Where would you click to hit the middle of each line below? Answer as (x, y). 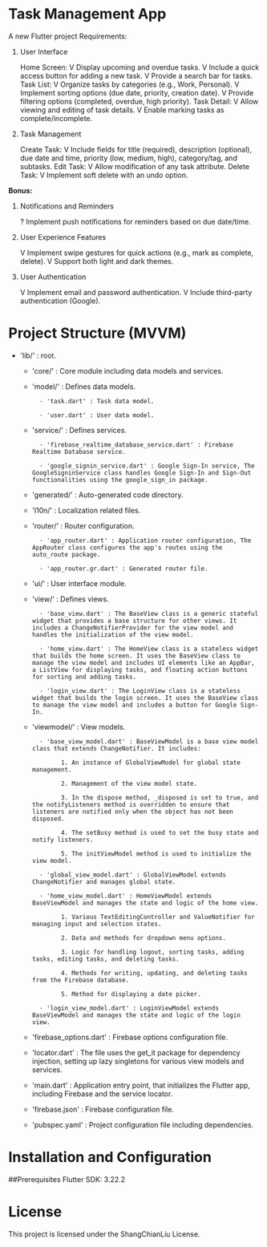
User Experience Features (63, 237)
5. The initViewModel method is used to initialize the (156, 854)
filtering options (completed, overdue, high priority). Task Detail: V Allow (139, 101)
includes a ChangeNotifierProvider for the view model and (133, 628)
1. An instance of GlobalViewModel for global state (150, 763)
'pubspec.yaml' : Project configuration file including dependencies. (143, 1124)
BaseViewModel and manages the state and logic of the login (136, 1015)
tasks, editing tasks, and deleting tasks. (106, 959)
